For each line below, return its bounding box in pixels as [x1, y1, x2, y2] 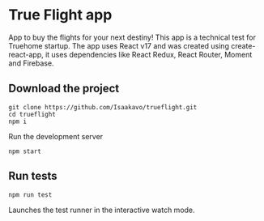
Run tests [8, 169, 57, 183]
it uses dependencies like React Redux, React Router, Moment [45, 49, 253, 59]
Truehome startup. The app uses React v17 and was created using [8, 40, 229, 50]
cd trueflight [8, 110, 57, 118]
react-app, [8, 49, 44, 59]
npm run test [8, 190, 53, 199]
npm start [8, 147, 42, 155]
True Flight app [8, 6, 113, 24]
